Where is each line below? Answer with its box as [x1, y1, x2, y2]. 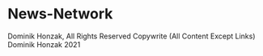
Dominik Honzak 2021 [7, 39, 81, 49]
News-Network [7, 5, 113, 23]
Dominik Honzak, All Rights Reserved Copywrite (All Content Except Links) [7, 31, 256, 41]
